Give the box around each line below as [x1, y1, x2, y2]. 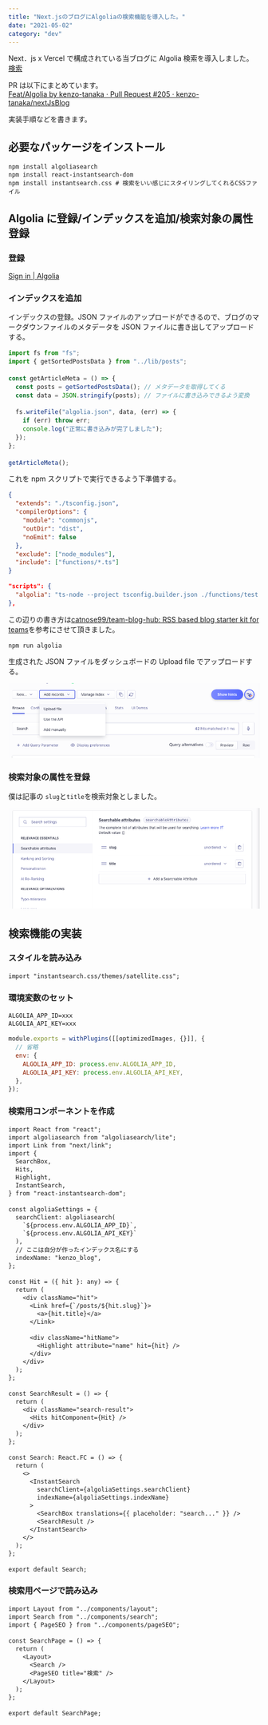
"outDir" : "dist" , [22, 524, 84, 533]
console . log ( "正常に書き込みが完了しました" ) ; [22, 425, 164, 433]
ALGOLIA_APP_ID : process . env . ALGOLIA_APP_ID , [22, 1059, 177, 1068]
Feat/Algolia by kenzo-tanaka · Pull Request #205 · [8, 89, 175, 99]
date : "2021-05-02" [8, 21, 73, 30]
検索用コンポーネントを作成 [8, 1106, 115, 1117]
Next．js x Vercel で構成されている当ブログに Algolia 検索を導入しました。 [8, 54, 254, 63]
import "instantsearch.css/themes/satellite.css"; [8, 972, 180, 980]
